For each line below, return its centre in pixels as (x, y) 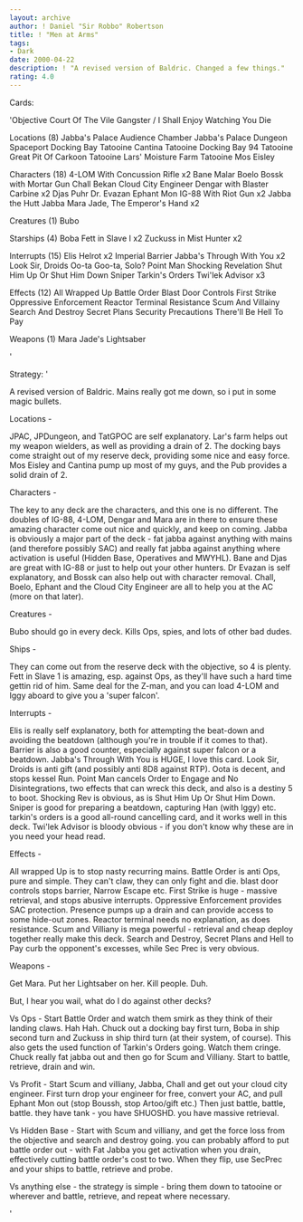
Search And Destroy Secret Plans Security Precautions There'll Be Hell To (147, 311)
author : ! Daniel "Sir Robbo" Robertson (87, 26)
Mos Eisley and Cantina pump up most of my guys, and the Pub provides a (148, 465)
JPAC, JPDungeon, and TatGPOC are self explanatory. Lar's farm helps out (148, 436)
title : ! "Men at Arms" (54, 34)
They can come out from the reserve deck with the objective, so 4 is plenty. (150, 666)
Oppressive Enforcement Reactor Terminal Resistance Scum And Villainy (145, 302)
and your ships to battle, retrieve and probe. (91, 1169)
